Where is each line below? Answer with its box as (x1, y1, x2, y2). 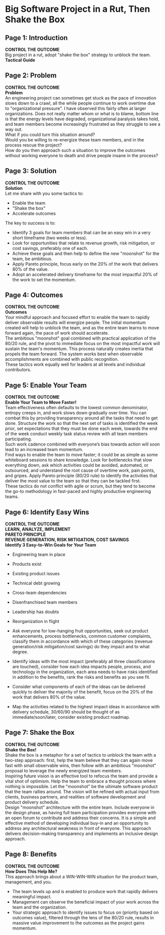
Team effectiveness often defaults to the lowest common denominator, (5, 405, 149, 411)
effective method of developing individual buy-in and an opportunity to (5, 820, 149, 826)
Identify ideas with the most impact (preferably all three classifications (12, 658, 155, 664)
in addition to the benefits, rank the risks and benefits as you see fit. (12, 674, 151, 680)
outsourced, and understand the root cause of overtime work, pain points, (5, 467, 155, 474)
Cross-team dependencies (12, 590, 67, 596)
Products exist (12, 561, 42, 567)
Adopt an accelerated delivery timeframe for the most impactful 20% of (12, 271, 158, 277)
